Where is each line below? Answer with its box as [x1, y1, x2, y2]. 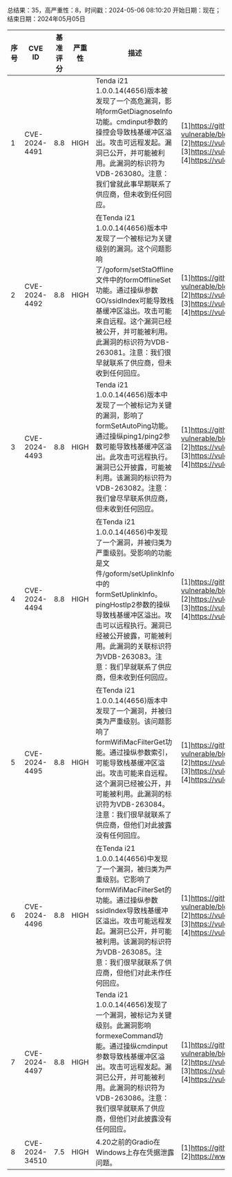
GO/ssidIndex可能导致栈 [95, 296, 175, 305]
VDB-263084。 [116, 800, 169, 809]
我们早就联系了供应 [109, 662, 172, 672]
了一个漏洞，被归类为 [95, 865, 165, 874]
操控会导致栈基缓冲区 [95, 127, 165, 137]
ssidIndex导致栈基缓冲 [95, 906, 168, 915]
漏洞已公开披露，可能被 [95, 462, 172, 472]
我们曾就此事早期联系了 [95, 179, 172, 189]
